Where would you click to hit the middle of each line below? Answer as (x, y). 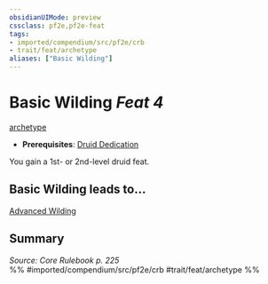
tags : (19, 34)
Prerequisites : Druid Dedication (80, 144)
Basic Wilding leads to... (78, 189)
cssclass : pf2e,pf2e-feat (57, 26)
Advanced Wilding (43, 210)
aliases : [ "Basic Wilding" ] (61, 59)
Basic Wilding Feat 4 (87, 103)
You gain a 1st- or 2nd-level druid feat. (79, 162)
